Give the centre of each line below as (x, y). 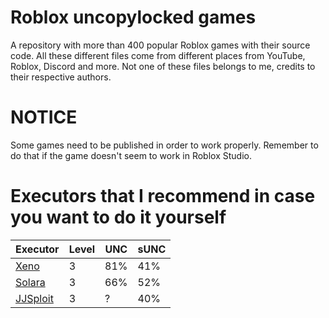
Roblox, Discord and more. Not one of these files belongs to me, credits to (163, 66)
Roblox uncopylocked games (133, 17)
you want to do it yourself (118, 217)
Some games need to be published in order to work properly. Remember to (164, 145)
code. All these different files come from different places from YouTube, (158, 55)
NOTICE (44, 117)
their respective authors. (61, 77)
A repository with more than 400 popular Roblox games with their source (160, 45)
